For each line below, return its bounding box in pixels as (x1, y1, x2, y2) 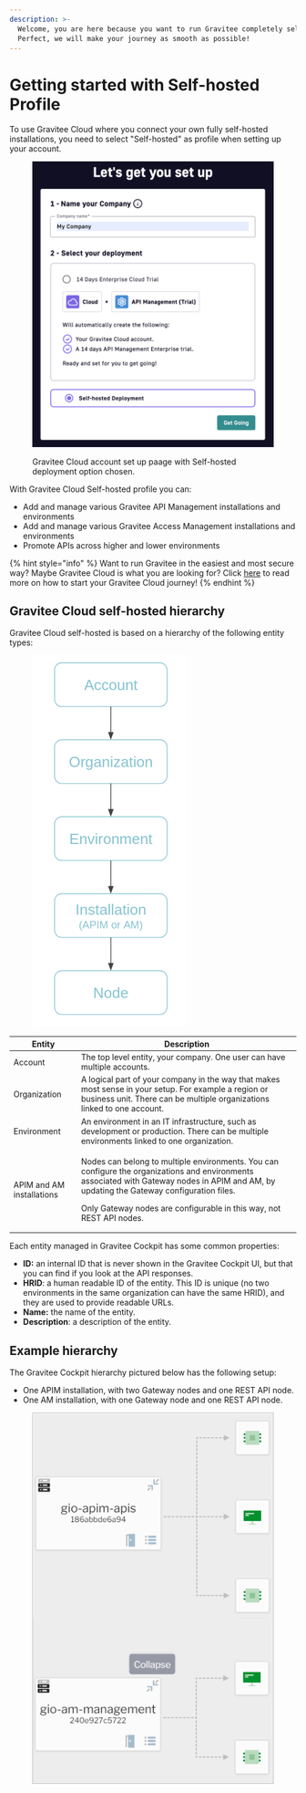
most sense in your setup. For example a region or (80, 1084, 269, 1095)
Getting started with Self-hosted (9, 74, 260, 95)
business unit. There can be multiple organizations (80, 1093, 270, 1104)
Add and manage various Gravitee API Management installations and (22, 501, 280, 512)
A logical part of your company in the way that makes (80, 1074, 280, 1085)
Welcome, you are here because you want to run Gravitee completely (17, 24, 283, 34)
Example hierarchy (9, 1342, 118, 1359)
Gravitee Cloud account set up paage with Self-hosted (32, 456, 237, 467)
